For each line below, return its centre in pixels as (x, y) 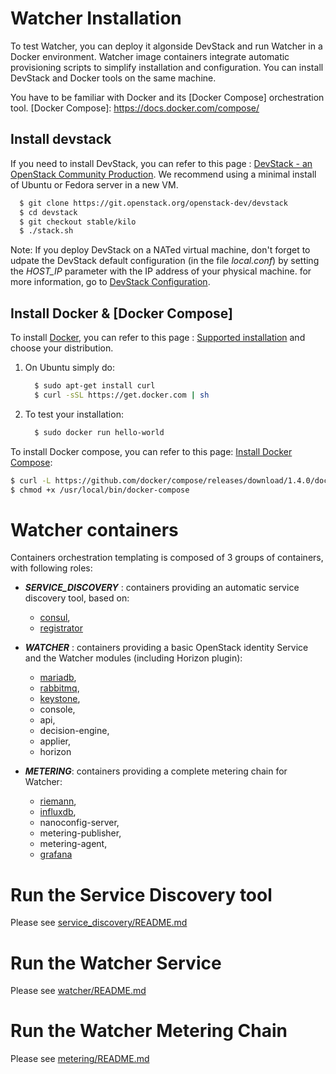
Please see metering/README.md (80, 1059)
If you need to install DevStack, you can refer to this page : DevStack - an (161, 163)
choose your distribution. (62, 348)
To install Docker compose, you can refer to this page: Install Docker (151, 451)
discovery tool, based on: (77, 598)
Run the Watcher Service (116, 963)
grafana (56, 854)
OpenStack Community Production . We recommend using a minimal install (163, 174)
